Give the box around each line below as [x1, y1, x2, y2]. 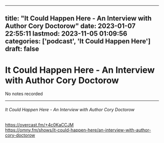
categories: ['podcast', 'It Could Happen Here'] [5, 37, 151, 45]
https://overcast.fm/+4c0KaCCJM [5, 122, 74, 127]
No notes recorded [5, 91, 43, 97]
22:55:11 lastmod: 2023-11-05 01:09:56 [5, 30, 128, 38]
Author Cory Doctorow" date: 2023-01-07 [5, 22, 136, 30]
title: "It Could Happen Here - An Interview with [5, 14, 152, 22]
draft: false [5, 45, 39, 53]
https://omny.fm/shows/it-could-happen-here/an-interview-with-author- [5, 127, 151, 133]
